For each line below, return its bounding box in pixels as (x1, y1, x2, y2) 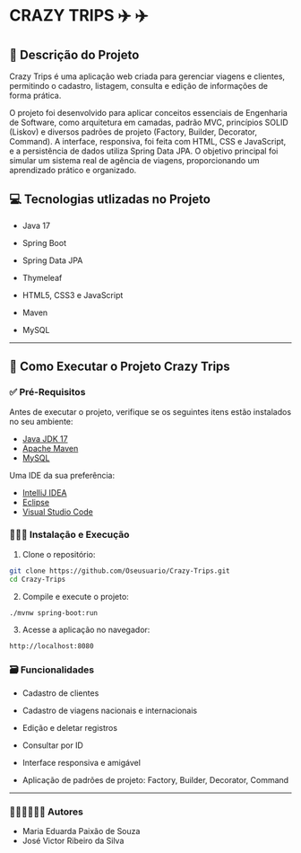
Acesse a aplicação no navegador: (21, 624, 150, 636)
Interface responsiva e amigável (21, 757, 142, 768)
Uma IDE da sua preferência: (9, 470, 115, 480)
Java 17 (21, 220, 51, 231)
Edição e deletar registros (21, 722, 118, 733)
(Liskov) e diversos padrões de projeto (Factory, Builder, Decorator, (9, 127, 258, 137)
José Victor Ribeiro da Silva (21, 835, 125, 846)
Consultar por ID (21, 740, 83, 751)
